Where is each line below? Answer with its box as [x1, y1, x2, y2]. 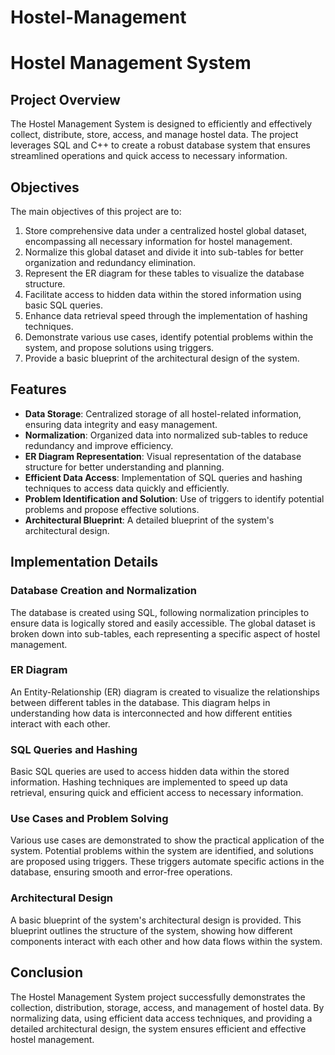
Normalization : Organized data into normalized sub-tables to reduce [24, 429, 308, 441]
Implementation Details [10, 554, 159, 571]
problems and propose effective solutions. [24, 503, 200, 515]
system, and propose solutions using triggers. [24, 342, 215, 353]
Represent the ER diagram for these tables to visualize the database [24, 267, 305, 279]
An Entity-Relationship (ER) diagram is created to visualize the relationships [10, 686, 320, 698]
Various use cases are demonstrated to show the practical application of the [10, 834, 325, 846]
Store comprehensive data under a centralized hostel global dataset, [24, 225, 308, 236]
